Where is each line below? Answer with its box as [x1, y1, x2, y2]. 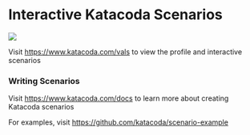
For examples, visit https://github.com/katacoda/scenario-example [8, 117, 228, 127]
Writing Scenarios [8, 75, 80, 86]
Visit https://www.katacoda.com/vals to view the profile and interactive [8, 46, 243, 57]
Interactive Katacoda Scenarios [8, 6, 223, 24]
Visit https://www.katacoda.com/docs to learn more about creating [8, 93, 229, 103]
